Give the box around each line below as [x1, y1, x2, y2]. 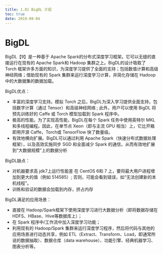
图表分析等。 [12, 244, 38, 250]
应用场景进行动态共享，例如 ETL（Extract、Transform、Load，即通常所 [12, 232, 156, 237]
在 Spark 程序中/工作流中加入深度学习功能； [12, 219, 101, 225]
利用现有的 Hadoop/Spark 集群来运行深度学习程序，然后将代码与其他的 [12, 225, 155, 231]
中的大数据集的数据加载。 [5, 78, 56, 84]
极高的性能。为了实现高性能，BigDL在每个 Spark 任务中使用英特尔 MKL [12, 117, 156, 123]
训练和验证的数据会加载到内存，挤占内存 [12, 186, 93, 192]
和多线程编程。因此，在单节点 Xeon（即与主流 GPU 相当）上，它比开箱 [12, 123, 155, 129]
